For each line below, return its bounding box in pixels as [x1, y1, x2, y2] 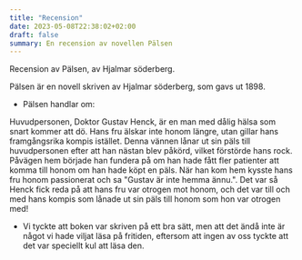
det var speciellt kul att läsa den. [22, 240, 145, 251]
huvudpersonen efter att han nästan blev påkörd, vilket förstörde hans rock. [9, 145, 293, 156]
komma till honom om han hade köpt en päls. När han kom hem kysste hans [9, 165, 293, 175]
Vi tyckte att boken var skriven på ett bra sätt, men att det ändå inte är [22, 221, 286, 232]
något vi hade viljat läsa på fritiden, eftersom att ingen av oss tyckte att [22, 231, 289, 242]
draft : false [9, 30, 59, 39]
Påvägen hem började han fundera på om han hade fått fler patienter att [9, 155, 280, 166]
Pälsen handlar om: [22, 99, 96, 110]
